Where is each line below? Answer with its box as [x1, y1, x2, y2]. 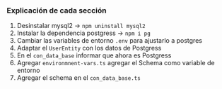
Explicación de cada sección [6, 6, 107, 15]
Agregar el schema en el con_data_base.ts [16, 74, 141, 82]
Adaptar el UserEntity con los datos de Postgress [16, 44, 162, 53]
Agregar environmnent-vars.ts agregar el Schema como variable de [16, 59, 215, 67]
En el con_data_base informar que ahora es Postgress [16, 51, 172, 60]
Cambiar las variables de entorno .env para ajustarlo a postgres [16, 36, 203, 45]
